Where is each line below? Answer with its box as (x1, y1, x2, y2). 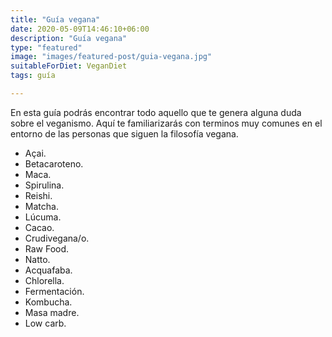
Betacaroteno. (24, 157, 84, 170)
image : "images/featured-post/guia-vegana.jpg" (10, 52, 213, 62)
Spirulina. (24, 179, 65, 191)
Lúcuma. (24, 211, 62, 223)
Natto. (24, 253, 51, 265)
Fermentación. (24, 285, 85, 297)
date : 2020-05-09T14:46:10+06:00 (10, 24, 150, 34)
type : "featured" (10, 42, 83, 53)
